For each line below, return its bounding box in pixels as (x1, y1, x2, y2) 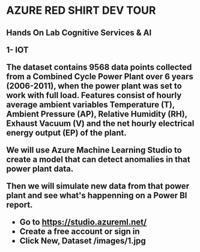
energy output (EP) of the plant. (6, 127, 127, 138)
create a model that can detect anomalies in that (6, 154, 190, 164)
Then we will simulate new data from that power (6, 181, 190, 191)
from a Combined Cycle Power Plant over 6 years (6, 71, 194, 82)
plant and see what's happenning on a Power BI (6, 190, 187, 200)
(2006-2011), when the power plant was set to (6, 80, 182, 91)
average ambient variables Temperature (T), (6, 100, 175, 110)
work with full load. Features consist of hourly (6, 90, 182, 100)
